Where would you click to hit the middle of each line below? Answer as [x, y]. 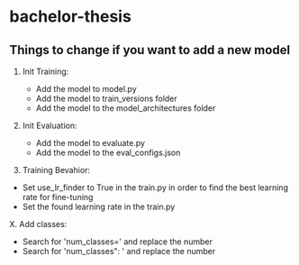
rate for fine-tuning [58, 197]
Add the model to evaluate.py [91, 143]
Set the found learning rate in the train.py [99, 206]
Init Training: [45, 71]
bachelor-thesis [71, 17]
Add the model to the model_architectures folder [126, 108]
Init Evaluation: [50, 125]
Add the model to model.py [86, 89]
